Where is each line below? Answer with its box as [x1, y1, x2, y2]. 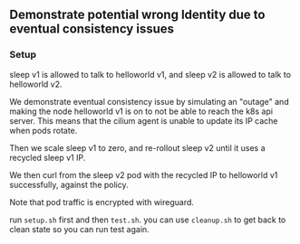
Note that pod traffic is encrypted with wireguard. [9, 196, 195, 207]
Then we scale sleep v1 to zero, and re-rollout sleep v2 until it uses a [9, 142, 266, 153]
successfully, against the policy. [9, 179, 129, 190]
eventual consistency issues [9, 22, 175, 37]
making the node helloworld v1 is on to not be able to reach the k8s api [9, 106, 274, 117]
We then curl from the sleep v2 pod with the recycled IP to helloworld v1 [9, 169, 278, 180]
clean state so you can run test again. [9, 223, 150, 234]
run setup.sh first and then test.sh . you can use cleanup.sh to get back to [9, 214, 286, 225]
